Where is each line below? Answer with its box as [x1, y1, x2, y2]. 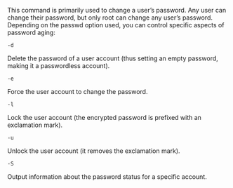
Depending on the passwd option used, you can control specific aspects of [7, 21, 225, 29]
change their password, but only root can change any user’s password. [7, 13, 213, 22]
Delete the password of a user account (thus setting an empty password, [7, 54, 219, 62]
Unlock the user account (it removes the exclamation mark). [7, 147, 180, 155]
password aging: [7, 28, 56, 36]
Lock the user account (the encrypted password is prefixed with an [7, 114, 202, 121]
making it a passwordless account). [7, 62, 110, 69]
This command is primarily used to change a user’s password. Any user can [7, 6, 227, 14]
